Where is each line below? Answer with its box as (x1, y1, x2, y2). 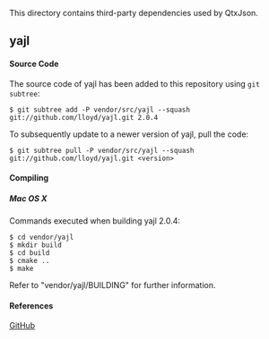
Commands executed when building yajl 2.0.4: (9, 216, 181, 226)
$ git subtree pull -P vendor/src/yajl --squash (9, 146, 195, 155)
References (9, 300, 54, 311)
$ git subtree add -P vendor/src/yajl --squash (9, 105, 191, 114)
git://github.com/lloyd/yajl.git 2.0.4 (9, 113, 159, 122)
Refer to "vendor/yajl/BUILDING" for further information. (9, 280, 216, 291)
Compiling (9, 173, 49, 183)
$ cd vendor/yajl (9, 233, 74, 242)
